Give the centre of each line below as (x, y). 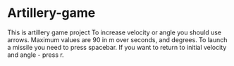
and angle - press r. (36, 55)
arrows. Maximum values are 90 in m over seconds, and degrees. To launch (117, 39)
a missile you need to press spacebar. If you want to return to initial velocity (117, 47)
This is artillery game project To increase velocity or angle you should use (115, 32)
